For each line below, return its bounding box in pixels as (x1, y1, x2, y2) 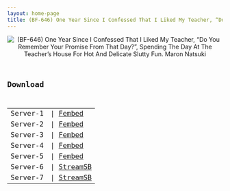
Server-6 (10, 162, 44, 172)
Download (7, 79, 44, 90)
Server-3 (10, 131, 44, 140)
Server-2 (10, 120, 44, 129)
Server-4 (10, 141, 44, 151)
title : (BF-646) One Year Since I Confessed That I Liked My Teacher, (7, 16, 213, 23)
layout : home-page (7, 10, 60, 17)
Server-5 (10, 152, 44, 161)
